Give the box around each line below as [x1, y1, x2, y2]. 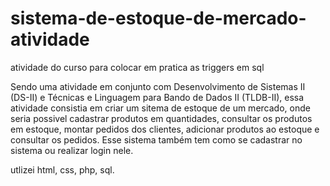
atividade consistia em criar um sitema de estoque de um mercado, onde [10, 102, 311, 114]
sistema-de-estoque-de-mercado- [10, 7, 307, 30]
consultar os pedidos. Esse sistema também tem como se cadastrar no [10, 133, 303, 146]
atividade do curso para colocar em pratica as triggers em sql [10, 61, 265, 73]
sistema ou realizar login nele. [10, 144, 134, 156]
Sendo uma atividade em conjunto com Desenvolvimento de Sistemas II [10, 80, 306, 92]
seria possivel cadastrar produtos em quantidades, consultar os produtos [10, 112, 313, 124]
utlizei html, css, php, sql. [10, 163, 115, 176]
